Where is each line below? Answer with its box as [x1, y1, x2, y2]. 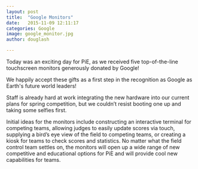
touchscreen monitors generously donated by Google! [6, 64, 139, 72]
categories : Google [6, 25, 55, 32]
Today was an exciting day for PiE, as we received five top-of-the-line [6, 58, 178, 65]
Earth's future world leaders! [6, 82, 77, 90]
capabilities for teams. [6, 156, 61, 163]
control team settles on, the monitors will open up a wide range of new [6, 144, 181, 150]
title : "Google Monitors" [6, 14, 74, 20]
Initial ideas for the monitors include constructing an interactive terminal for [6, 118, 191, 125]
